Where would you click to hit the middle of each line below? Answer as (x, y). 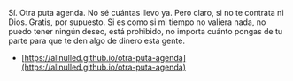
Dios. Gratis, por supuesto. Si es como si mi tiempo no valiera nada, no (137, 22)
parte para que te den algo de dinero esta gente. (96, 40)
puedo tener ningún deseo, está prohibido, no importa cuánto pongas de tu (146, 31)
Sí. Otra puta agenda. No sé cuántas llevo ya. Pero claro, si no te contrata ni (146, 13)
